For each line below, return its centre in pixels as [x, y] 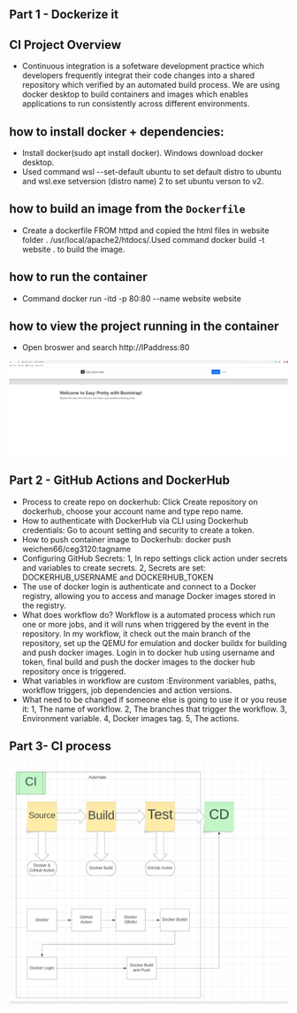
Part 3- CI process [61, 746]
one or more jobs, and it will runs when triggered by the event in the [145, 624]
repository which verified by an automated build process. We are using [151, 85]
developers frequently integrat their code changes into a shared [138, 75]
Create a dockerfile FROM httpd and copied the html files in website [145, 230]
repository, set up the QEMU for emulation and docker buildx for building [154, 643]
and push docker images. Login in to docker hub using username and [148, 652]
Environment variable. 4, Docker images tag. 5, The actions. [131, 718]
